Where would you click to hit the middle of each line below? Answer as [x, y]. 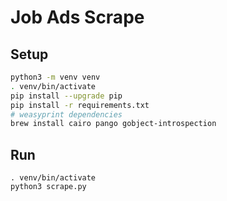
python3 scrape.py [48, 187]
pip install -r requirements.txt [80, 105]
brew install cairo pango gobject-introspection [113, 124]
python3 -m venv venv [55, 77]
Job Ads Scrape [77, 17]
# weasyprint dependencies [66, 114]
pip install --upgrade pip [66, 96]
